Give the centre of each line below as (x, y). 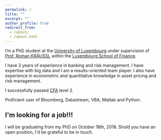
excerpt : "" (17, 19)
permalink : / (18, 10)
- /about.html (24, 37)
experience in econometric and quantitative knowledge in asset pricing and (81, 76)
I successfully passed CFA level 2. (40, 90)
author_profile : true (27, 23)
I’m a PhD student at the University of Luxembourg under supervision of (77, 50)
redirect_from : (20, 28)
